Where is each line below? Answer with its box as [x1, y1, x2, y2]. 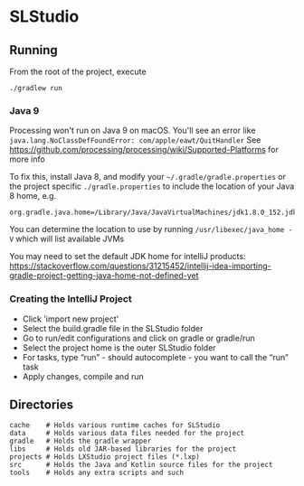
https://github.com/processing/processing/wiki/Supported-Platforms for [9, 145, 279, 155]
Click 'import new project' [22, 313, 119, 324]
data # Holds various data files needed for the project [9, 429, 245, 438]
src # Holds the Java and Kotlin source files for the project [9, 461, 273, 470]
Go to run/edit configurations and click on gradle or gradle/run [22, 332, 255, 343]
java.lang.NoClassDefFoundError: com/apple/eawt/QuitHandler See [9, 135, 261, 145]
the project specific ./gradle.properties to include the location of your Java [9, 181, 295, 192]
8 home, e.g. [9, 191, 57, 201]
